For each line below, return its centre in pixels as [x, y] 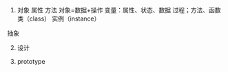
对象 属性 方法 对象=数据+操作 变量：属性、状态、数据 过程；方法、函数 [119, 10]
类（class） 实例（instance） [59, 19]
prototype [31, 61]
